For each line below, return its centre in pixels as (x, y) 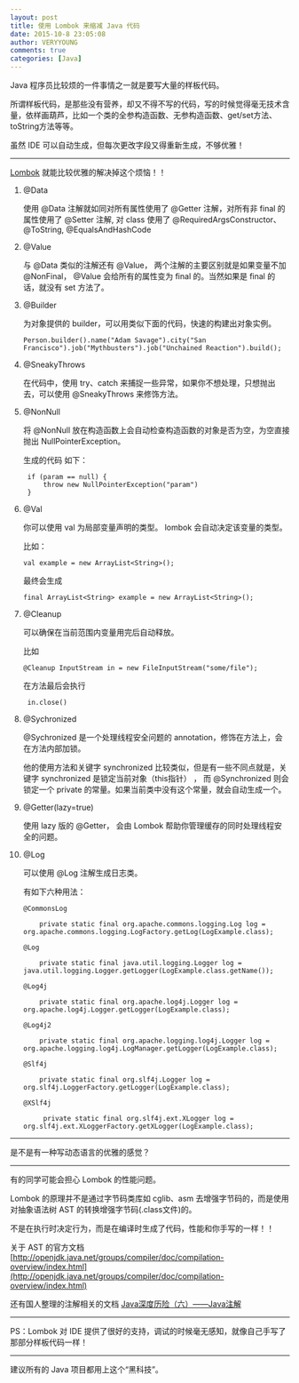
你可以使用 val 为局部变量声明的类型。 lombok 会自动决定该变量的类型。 (155, 527)
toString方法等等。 (44, 126)
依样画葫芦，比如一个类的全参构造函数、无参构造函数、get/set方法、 (151, 115)
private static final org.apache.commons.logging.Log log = (153, 924)
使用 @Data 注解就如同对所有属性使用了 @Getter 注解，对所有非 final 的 (154, 208)
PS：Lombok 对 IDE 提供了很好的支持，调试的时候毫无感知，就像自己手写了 (148, 1331)
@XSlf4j (37, 1103)
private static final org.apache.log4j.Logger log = (139, 1002)
